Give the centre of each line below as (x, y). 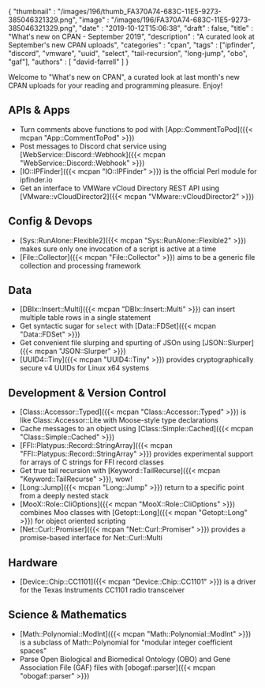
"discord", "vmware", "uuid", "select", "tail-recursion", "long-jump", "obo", (128, 53)
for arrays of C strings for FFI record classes (91, 462)
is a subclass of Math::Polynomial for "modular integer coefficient (126, 642)
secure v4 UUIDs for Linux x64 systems (84, 368)
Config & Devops (50, 222)
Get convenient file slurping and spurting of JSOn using (110, 343)
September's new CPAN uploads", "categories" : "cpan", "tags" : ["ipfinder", (132, 45)
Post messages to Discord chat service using (93, 146)
